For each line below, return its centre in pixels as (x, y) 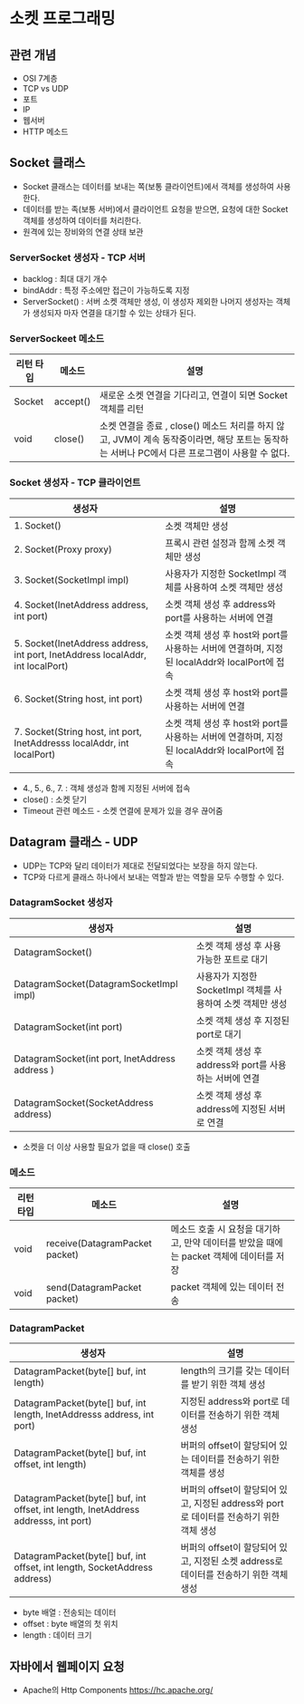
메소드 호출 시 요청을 (212, 1229)
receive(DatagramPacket (99, 1244)
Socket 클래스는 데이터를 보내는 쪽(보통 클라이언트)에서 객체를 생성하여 (148, 186)
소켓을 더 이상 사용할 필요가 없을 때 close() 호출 (106, 1147)
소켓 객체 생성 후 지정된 (242, 1021)
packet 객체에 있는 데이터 (222, 1287)
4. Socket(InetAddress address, (81, 605)
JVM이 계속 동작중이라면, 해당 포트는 (187, 440)
